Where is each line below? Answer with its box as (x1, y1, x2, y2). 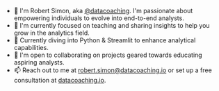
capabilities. (13, 44, 49, 51)
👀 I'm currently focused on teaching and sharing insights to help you (13, 22, 210, 29)
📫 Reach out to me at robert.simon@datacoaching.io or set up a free (13, 66, 212, 74)
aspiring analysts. (13, 58, 65, 66)
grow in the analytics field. (13, 28, 90, 37)
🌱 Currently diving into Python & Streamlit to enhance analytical (13, 36, 196, 44)
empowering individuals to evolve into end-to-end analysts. (13, 14, 184, 22)
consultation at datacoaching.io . (13, 76, 106, 84)
